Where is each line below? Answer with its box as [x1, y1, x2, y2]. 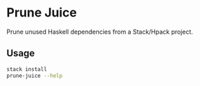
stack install [6, 65, 48, 73]
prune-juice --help [6, 72, 63, 79]
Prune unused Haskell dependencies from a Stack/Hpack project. [6, 28, 193, 36]
